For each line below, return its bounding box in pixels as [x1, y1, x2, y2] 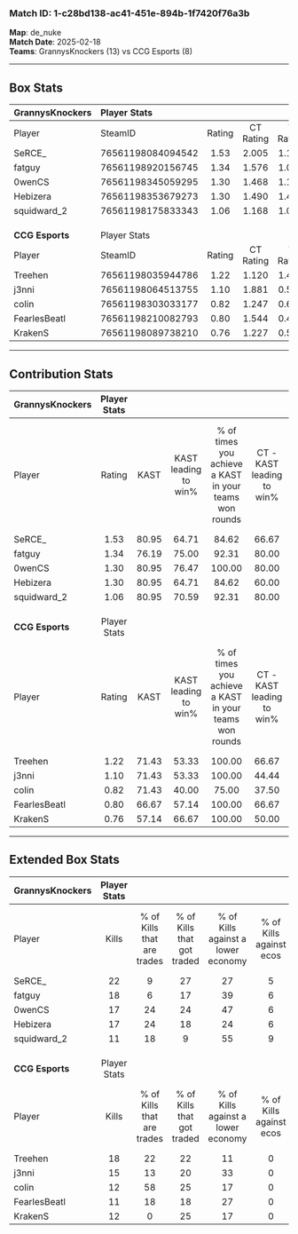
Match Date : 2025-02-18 [9, 36, 101, 47]
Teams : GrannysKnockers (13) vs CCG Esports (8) [9, 46, 193, 57]
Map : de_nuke [9, 28, 62, 38]
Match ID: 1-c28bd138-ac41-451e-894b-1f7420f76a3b [9, 7, 250, 20]
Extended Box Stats [9, 852, 120, 867]
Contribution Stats [9, 367, 114, 382]
